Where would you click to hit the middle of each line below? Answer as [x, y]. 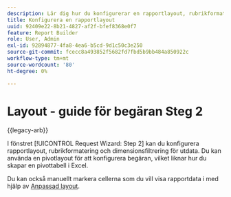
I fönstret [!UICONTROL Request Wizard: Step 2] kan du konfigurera [103, 144]
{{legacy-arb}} [28, 130]
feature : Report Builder [43, 33]
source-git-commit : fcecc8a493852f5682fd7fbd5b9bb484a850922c [98, 52]
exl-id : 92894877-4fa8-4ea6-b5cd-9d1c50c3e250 [75, 45]
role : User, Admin [33, 39]
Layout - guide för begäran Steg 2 [105, 111]
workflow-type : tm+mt [38, 59]
